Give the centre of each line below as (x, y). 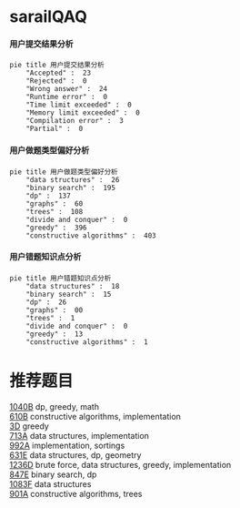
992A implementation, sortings (67, 445)
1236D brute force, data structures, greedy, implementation (120, 464)
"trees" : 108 (55, 211)
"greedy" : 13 (55, 334)
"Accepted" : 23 (59, 73)
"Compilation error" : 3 (75, 121)
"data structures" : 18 (73, 286)
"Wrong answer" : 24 (66, 89)
